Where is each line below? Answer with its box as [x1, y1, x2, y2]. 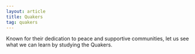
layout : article [6, 8, 46, 15]
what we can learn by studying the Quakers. [6, 41, 112, 48]
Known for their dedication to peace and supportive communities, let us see [6, 35, 189, 42]
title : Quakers [6, 14, 43, 20]
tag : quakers [6, 19, 38, 25]
